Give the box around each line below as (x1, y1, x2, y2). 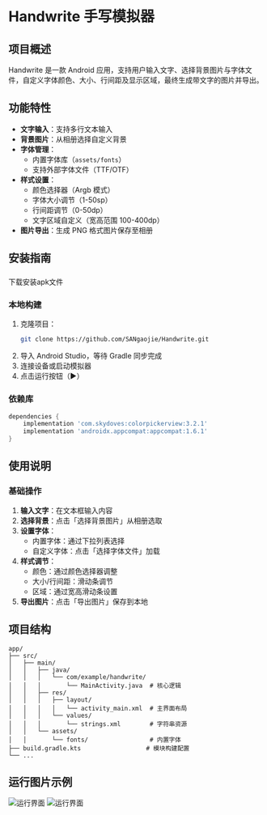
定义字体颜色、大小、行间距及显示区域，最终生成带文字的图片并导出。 (29, 75, 264, 85)
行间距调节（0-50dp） (32, 205, 108, 214)
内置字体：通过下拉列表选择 (32, 536, 125, 545)
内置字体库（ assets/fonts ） (32, 155, 126, 164)
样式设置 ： (19, 175, 57, 185)
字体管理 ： (19, 144, 57, 154)
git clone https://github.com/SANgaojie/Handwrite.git (19, 335, 210, 344)
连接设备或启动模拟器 (19, 361, 91, 371)
